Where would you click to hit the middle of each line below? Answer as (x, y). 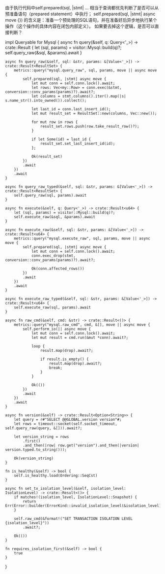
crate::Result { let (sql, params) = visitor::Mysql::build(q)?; (63, 47)
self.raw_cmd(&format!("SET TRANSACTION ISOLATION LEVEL (73, 519)
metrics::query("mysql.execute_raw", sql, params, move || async (82, 238)
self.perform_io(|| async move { (57, 329)
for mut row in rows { (55, 122)
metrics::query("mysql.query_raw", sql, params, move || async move (85, 70)
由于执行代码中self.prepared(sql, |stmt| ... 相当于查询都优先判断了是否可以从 (82, 8)
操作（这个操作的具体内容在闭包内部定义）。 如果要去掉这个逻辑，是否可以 (80, 26)
